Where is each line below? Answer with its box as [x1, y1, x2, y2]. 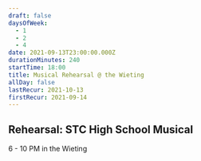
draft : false [8, 11, 52, 20]
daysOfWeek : [8, 19, 48, 27]
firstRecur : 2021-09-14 [8, 93, 88, 101]
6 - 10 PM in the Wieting [8, 144, 88, 154]
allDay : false [8, 78, 56, 86]
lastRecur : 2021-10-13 [8, 85, 84, 94]
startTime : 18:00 [8, 64, 66, 72]
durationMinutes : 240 [8, 57, 81, 65]
